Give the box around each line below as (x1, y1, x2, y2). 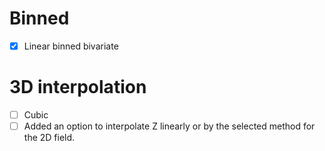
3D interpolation (9, 76, 147, 99)
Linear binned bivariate (23, 40, 119, 52)
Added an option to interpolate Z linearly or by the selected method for (23, 120, 316, 132)
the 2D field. (23, 132, 76, 144)
